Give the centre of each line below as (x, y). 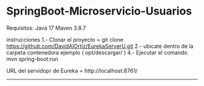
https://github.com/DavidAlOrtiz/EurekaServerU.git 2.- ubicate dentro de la (100, 46)
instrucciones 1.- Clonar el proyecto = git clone (65, 39)
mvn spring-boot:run (32, 59)
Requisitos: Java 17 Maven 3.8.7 (46, 28)
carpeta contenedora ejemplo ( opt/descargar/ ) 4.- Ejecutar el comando (97, 52)
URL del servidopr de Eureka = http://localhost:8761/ (72, 70)
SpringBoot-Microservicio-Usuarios (99, 11)
